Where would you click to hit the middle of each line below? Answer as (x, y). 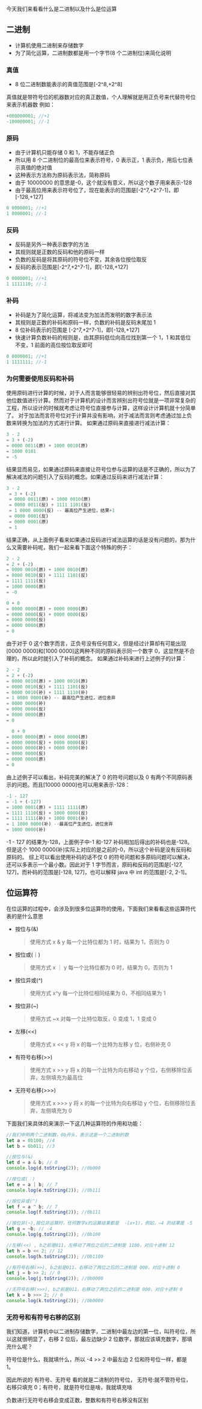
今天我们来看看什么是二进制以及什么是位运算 (62, 9)
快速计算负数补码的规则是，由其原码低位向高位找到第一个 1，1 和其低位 (103, 338)
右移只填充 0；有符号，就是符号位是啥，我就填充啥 (69, 1387)
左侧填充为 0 (56, 1111)
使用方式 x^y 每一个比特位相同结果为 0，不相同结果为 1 (98, 993)
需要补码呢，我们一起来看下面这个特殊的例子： (75, 547)
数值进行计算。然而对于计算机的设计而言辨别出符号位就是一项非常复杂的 (106, 400)
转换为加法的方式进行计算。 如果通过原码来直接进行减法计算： (94, 423)
